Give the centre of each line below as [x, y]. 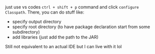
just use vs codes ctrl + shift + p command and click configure [72, 7]
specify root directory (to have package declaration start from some [81, 27]
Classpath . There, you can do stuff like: [45, 12]
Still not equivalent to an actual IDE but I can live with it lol [63, 46]
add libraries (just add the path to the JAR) [55, 37]
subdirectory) [26, 32]
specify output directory [37, 22]
